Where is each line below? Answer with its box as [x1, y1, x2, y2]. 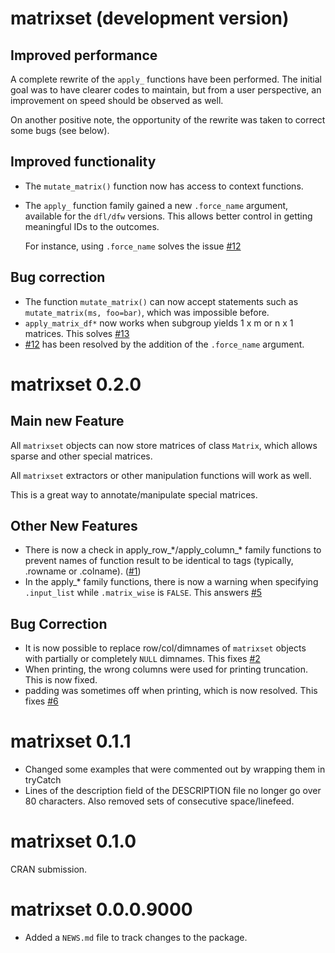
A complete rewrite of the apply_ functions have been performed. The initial [10, 73, 322, 85]
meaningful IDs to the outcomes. [24, 220, 160, 232]
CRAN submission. [10, 863, 88, 876]
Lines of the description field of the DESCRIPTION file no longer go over [24, 785, 322, 797]
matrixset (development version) [10, 7, 290, 30]
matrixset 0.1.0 [10, 830, 137, 853]
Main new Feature [10, 413, 125, 430]
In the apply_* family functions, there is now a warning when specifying [24, 576, 319, 588]
